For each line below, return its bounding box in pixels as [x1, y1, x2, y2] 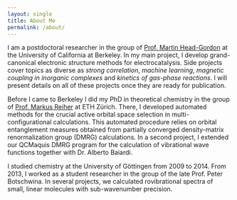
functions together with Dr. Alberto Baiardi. [7, 148, 133, 157]
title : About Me [7, 17, 56, 24]
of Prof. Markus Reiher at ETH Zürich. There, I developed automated [7, 103, 207, 111]
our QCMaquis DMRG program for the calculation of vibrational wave [7, 141, 209, 149]
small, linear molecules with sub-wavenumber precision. [7, 185, 173, 194]
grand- [209, 51, 231, 59]
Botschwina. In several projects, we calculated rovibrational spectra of [7, 177, 214, 186]
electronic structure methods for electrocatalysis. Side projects [37, 59, 223, 67]
